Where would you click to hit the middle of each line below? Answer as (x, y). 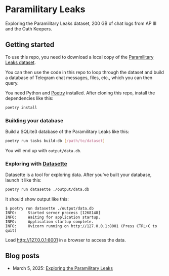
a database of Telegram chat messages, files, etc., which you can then (79, 78)
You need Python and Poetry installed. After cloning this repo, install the (80, 93)
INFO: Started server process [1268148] (53, 213)
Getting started (30, 45)
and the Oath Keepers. (29, 28)
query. (12, 83)
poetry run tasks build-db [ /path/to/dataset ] (55, 141)
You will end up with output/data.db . (44, 150)
